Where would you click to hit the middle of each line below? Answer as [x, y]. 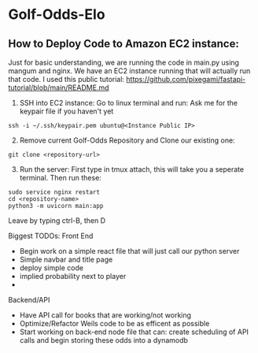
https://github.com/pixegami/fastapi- [186, 79]
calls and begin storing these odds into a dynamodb [104, 340]
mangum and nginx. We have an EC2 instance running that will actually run [129, 71]
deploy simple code [52, 268]
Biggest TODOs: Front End [51, 236]
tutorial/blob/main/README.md [59, 87]
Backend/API [29, 300]
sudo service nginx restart [54, 192]
